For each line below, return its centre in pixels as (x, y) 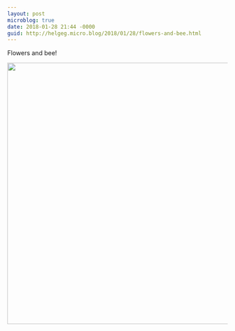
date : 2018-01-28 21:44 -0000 (51, 27)
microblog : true (31, 20)
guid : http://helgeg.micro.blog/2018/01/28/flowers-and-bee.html (104, 33)
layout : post (26, 14)
